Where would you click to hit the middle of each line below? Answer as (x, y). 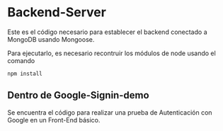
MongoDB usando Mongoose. (51, 39)
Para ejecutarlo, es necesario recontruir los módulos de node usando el (111, 53)
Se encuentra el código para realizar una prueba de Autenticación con (110, 112)
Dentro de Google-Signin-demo (79, 95)
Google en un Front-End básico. (54, 120)
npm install (25, 74)
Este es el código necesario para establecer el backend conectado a (107, 32)
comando (21, 60)
